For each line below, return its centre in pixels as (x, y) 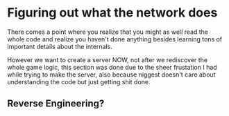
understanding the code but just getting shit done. (79, 81)
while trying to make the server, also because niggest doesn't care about (111, 75)
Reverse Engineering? (56, 104)
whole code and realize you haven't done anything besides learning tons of (115, 39)
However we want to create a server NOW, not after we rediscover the (108, 59)
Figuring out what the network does (112, 13)
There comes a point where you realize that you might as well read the (108, 32)
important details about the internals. (60, 46)
